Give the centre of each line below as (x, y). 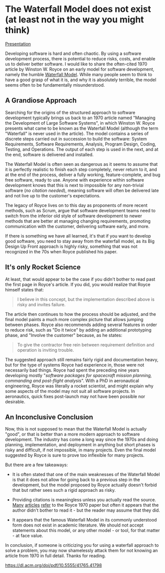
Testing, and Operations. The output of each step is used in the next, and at (82, 149)
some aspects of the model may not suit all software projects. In (70, 391)
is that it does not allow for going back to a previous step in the (76, 480)
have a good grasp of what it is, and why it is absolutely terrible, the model (81, 80)
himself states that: (25, 289)
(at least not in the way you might (75, 20)
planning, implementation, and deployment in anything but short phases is (80, 445)
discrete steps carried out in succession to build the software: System (76, 139)
